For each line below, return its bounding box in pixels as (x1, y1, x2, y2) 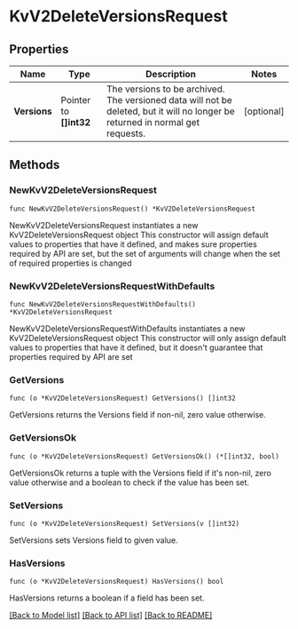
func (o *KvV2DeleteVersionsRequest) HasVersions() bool (9, 577, 224, 586)
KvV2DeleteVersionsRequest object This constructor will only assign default (9, 332, 286, 343)
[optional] (243, 105, 285, 117)
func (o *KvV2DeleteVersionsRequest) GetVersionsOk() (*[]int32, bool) (9, 451, 279, 461)
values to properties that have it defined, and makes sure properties (9, 238, 257, 250)
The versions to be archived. (106, 83, 225, 95)
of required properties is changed (9, 258, 132, 268)
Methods (9, 157, 60, 172)
